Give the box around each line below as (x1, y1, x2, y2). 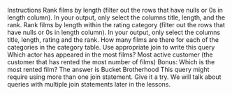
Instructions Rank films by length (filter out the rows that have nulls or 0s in (7, 6, 224, 14)
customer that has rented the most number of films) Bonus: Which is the (7, 58, 215, 66)
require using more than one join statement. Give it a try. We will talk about (7, 73, 222, 81)
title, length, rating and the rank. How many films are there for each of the (7, 36, 219, 44)
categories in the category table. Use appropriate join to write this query (7, 43, 215, 51)
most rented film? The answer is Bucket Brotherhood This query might (7, 66, 210, 73)
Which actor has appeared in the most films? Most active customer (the (7, 50, 213, 59)
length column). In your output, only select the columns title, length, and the (7, 13, 226, 22)
